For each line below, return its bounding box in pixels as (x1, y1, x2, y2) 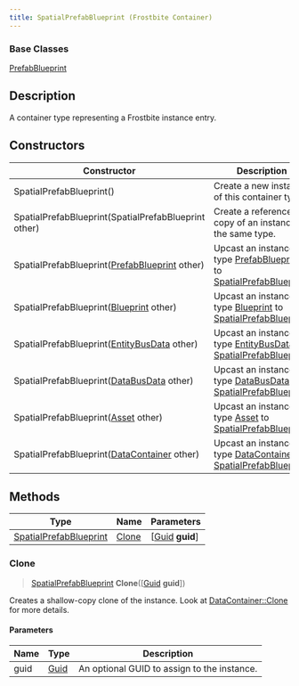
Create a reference (213, 205, 293, 217)
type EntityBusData (213, 338, 295, 350)
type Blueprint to (213, 300, 284, 313)
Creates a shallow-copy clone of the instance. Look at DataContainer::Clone (9, 594, 288, 606)
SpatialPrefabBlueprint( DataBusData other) (13, 374, 194, 387)
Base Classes (9, 42, 69, 54)
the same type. (213, 227, 276, 240)
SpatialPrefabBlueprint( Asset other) (13, 411, 163, 423)
